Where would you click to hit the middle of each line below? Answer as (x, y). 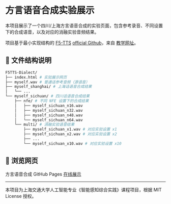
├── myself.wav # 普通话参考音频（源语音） (48, 82)
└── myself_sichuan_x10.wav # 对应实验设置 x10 (73, 143)
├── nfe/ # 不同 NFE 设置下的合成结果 (52, 101)
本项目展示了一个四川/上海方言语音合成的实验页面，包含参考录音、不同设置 (84, 25)
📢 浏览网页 (22, 161)
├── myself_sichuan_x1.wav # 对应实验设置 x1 (70, 130)
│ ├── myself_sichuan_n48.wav (49, 115)
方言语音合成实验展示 (50, 10)
